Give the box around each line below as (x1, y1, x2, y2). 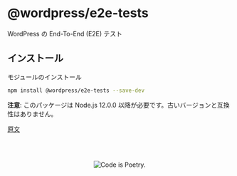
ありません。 (19, 109, 58, 118)
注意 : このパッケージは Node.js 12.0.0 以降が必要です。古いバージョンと (7, 100, 218, 109)
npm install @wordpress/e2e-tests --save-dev (7, 87, 144, 94)
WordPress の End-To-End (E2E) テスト (7, 29, 123, 38)
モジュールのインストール (7, 73, 82, 81)
